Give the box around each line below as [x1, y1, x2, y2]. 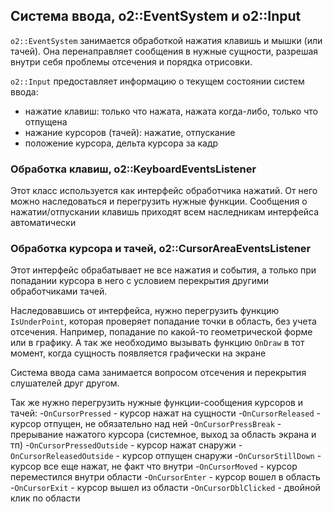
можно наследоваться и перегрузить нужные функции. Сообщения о [10, 195, 308, 208]
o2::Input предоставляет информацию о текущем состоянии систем [10, 75, 305, 87]
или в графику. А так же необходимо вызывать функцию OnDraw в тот [10, 337, 305, 349]
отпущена [24, 115, 68, 128]
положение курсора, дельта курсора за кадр [24, 137, 219, 149]
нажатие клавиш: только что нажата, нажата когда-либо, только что [24, 105, 318, 117]
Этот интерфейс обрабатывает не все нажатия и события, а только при [10, 264, 317, 276]
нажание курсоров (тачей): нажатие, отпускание [24, 126, 236, 138]
